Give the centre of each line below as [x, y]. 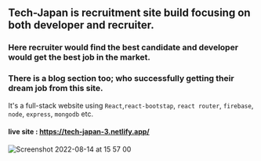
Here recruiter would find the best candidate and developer [123, 48]
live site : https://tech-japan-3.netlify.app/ [79, 132]
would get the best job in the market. [80, 57]
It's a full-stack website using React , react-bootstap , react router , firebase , [131, 105]
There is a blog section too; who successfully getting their [121, 79]
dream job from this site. [56, 88]
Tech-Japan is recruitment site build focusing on [129, 13]
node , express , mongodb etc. [51, 114]
